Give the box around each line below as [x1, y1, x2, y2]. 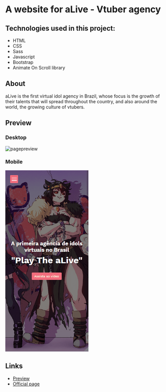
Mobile [5, 158, 23, 166]
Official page [12, 381, 40, 387]
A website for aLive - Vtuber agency [5, 4, 161, 15]
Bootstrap [12, 59, 34, 65]
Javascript [12, 54, 35, 60]
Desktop [5, 134, 27, 141]
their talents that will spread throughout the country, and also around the [5, 98, 158, 104]
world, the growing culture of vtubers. [5, 104, 85, 110]
